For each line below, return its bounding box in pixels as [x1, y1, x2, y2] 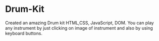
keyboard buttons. [5, 30, 43, 36]
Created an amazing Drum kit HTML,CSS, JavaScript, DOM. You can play [5, 20, 154, 26]
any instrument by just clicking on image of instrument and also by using [5, 25, 153, 31]
